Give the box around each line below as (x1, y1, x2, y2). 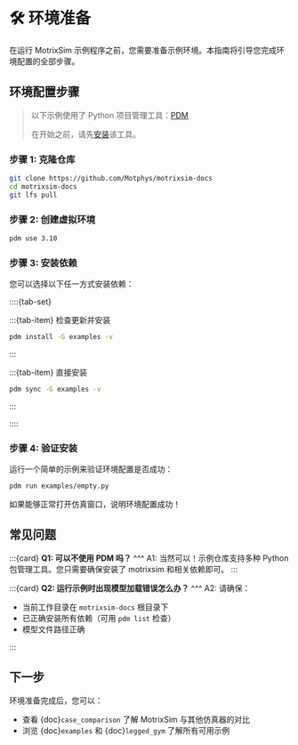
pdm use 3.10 (9, 233, 58, 243)
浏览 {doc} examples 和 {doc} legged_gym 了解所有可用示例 (21, 725, 230, 735)
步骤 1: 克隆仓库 (9, 153, 76, 166)
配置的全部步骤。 (16, 55, 80, 67)
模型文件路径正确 (21, 624, 85, 635)
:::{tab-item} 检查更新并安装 (9, 315, 111, 326)
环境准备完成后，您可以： (9, 695, 103, 706)
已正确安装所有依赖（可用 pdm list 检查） (21, 612, 176, 623)
